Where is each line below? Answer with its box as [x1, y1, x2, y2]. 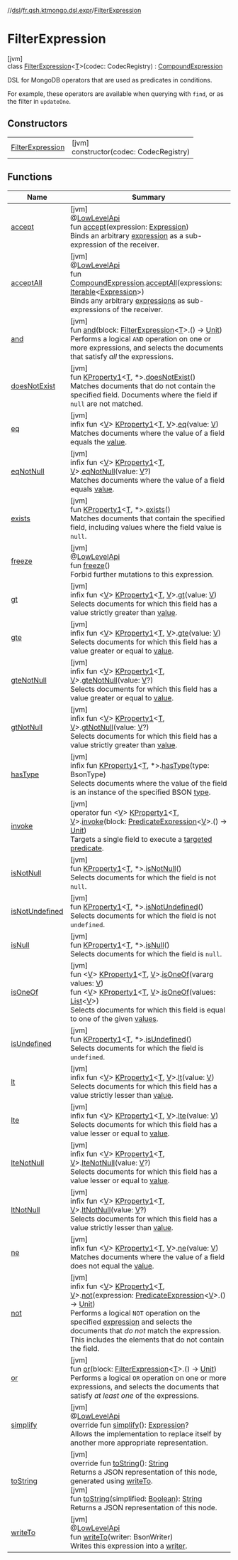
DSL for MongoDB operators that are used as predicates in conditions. [7, 75, 212, 84]
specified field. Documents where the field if [70, 390, 218, 400]
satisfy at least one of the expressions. [70, 1390, 200, 1400]
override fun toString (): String [70, 1458, 169, 1468]
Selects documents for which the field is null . [70, 949, 222, 958]
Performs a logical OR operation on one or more [70, 1372, 227, 1382]
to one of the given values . [70, 1013, 159, 1023]
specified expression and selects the [70, 1317, 193, 1327]
